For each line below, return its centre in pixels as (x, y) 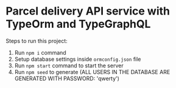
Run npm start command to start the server (69, 66)
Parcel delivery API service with (88, 11)
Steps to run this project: (37, 41)
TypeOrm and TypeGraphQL (78, 24)
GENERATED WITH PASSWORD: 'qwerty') (67, 78)
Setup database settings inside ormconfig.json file (78, 59)
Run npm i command (40, 52)
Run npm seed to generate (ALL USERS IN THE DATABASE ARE (92, 72)
